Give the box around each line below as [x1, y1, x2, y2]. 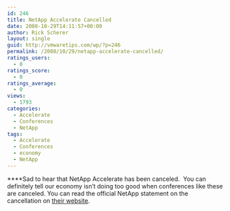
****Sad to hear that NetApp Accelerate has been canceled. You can [7, 175, 207, 183]
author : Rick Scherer [7, 29, 69, 36]
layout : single [7, 36, 51, 42]
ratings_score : [7, 67, 51, 74]
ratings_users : [7, 55, 51, 61]
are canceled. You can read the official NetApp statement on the [7, 189, 188, 197]
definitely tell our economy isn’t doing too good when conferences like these [7, 182, 223, 190]
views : [7, 93, 26, 100]
